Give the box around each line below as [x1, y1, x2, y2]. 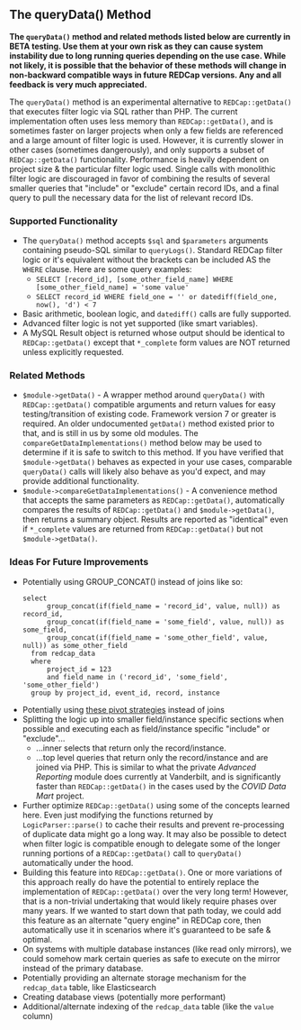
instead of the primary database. [22, 962, 144, 973]
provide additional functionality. [22, 476, 139, 487]
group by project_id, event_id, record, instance [31, 688, 220, 697]
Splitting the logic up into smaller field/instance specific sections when [22, 714, 285, 725]
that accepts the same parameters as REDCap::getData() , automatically [22, 495, 285, 506]
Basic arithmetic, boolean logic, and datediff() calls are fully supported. [22, 308, 292, 319]
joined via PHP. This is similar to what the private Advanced [35, 761, 257, 772]
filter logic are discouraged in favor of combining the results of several [9, 173, 270, 184]
